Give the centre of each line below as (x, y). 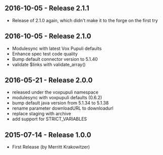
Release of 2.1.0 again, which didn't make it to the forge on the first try (85, 20)
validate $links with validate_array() (49, 64)
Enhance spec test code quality (45, 54)
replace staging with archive (41, 114)
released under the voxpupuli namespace (55, 92)
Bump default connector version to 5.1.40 (55, 59)
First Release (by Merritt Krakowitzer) (51, 147)
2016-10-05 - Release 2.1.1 (47, 8)
